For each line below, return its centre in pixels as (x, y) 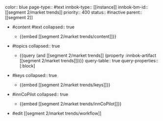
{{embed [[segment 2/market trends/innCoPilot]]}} (70, 104)
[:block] (27, 66)
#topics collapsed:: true (36, 46)
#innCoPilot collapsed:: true (40, 94)
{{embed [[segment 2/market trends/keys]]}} (65, 85)
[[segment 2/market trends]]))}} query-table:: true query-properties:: (89, 60)
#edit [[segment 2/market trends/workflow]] (57, 113)
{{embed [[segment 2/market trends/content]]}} (68, 36)
